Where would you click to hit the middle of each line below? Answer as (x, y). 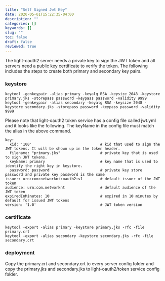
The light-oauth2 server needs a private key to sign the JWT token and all (80, 60)
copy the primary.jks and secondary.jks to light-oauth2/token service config (82, 269)
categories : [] (21, 23)
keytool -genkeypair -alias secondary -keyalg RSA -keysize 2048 (74, 102)
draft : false (19, 42)
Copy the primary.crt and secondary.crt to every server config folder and (80, 263)
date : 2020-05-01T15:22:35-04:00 (40, 14)
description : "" (22, 19)
